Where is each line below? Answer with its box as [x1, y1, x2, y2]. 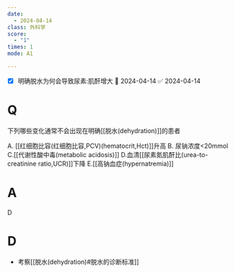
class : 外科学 [7, 23, 46, 31]
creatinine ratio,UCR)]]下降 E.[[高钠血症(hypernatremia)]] [7, 159, 174, 168]
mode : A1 [7, 50, 33, 58]
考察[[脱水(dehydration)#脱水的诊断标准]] [17, 257, 140, 266]
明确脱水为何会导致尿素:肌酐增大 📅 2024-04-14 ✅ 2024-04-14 [17, 76, 201, 85]
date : [7, 10, 23, 18]
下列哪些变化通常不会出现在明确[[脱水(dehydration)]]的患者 [7, 126, 181, 135]
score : [7, 30, 27, 38]
